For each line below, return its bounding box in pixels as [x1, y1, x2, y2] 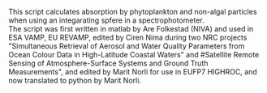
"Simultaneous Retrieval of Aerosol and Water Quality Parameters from [8, 41, 245, 51]
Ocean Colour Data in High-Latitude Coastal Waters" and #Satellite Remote [8, 50, 260, 59]
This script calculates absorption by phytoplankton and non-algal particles [8, 7, 257, 16]
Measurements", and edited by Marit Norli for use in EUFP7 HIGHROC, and [8, 67, 257, 76]
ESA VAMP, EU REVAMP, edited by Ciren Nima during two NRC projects [8, 32, 248, 42]
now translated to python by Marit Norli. [8, 76, 142, 85]
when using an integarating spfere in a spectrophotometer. [8, 15, 205, 25]
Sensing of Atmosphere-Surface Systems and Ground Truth [8, 58, 209, 68]
